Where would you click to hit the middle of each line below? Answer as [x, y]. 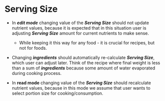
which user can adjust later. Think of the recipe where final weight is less [86, 63]
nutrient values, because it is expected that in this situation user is [79, 28]
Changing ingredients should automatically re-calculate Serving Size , [83, 57]
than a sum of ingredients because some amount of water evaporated [83, 68]
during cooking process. [37, 73]
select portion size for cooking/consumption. [57, 93]
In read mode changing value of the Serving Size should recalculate [81, 83]
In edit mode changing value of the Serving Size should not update [80, 23]
